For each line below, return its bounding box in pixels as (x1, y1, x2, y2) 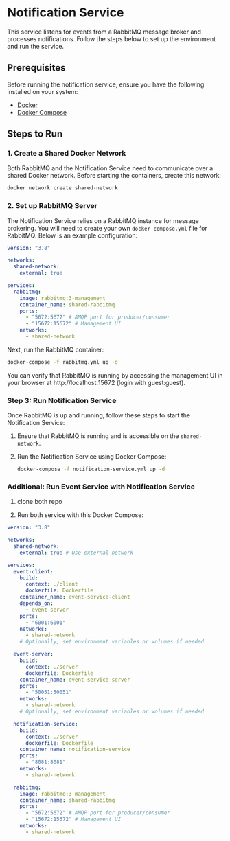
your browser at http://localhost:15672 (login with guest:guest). (7, 378, 185, 387)
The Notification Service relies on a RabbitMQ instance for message (7, 216, 199, 224)
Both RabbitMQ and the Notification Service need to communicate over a (7, 164, 214, 172)
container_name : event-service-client (19, 594, 130, 601)
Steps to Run (7, 128, 63, 140)
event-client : (13, 568, 54, 575)
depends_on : (19, 600, 54, 607)
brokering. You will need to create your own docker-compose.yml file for (7, 224, 207, 232)
